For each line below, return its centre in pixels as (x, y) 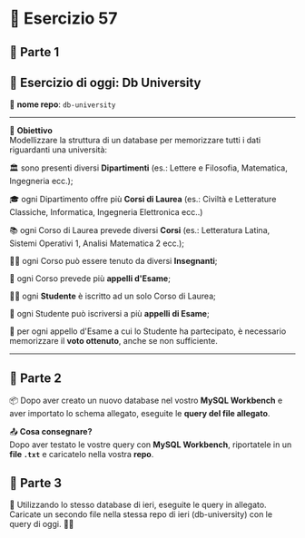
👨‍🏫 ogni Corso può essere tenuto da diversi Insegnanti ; (113, 261)
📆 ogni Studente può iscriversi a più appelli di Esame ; (110, 314)
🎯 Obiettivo (31, 131)
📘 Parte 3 (35, 483)
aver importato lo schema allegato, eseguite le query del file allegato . (140, 414)
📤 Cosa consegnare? (51, 432)
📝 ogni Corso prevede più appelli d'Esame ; (90, 279)
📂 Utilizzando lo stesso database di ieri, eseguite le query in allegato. (138, 505)
